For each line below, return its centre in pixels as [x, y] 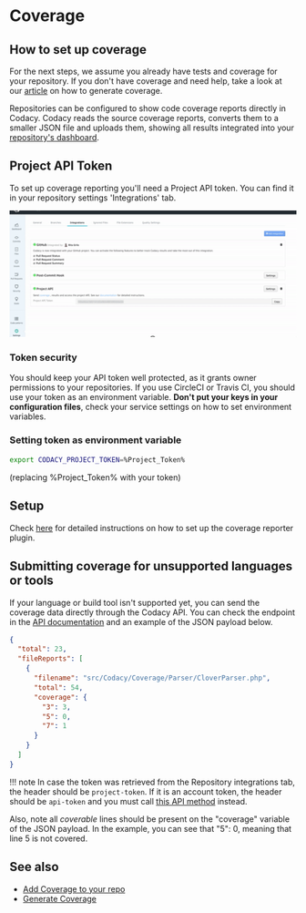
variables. [28, 416]
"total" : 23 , [42, 649]
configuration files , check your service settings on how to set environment [151, 406]
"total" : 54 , [58, 687]
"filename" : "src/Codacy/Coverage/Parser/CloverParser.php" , [152, 678]
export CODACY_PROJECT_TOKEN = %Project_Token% [97, 460]
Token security [43, 358]
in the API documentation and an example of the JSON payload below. [141, 621]
